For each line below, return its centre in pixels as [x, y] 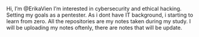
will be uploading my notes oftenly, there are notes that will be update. [94, 27]
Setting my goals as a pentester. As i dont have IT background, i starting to [100, 15]
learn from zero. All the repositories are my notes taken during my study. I [99, 21]
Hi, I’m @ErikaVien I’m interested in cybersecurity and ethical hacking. [94, 9]
